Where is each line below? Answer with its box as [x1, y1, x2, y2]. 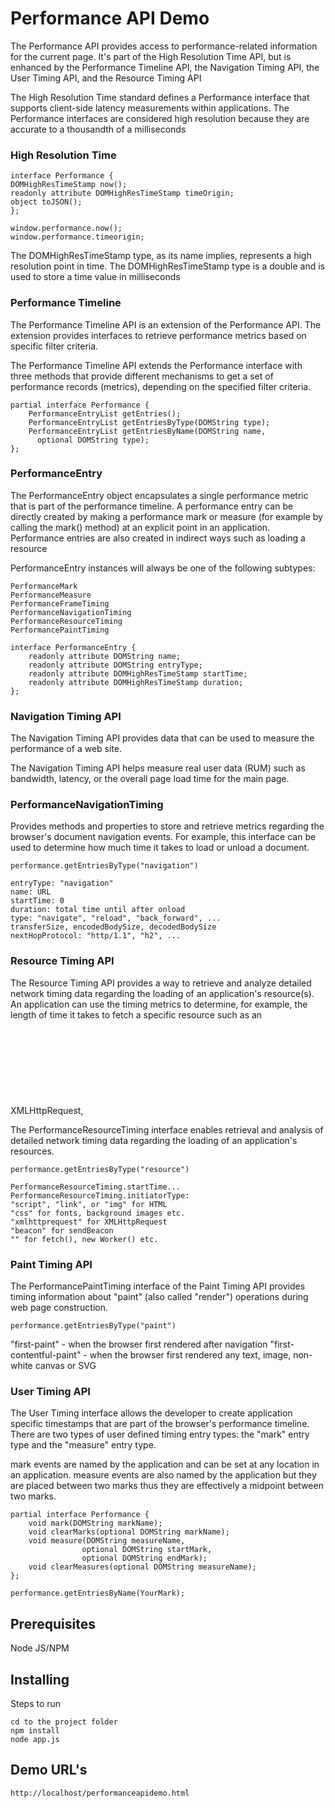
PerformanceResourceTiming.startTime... [10, 1182, 182, 1192]
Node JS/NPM [10, 1642, 70, 1654]
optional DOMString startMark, [81, 1545, 213, 1555]
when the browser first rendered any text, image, [89, 1349, 292, 1361]
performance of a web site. [10, 743, 122, 755]
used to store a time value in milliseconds [10, 271, 181, 283]
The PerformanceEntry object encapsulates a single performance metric [10, 489, 309, 501]
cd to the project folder [10, 1717, 118, 1727]
